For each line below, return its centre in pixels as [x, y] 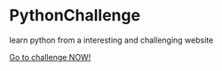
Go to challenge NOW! [50, 57]
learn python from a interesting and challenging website [111, 40]
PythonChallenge [75, 16]
